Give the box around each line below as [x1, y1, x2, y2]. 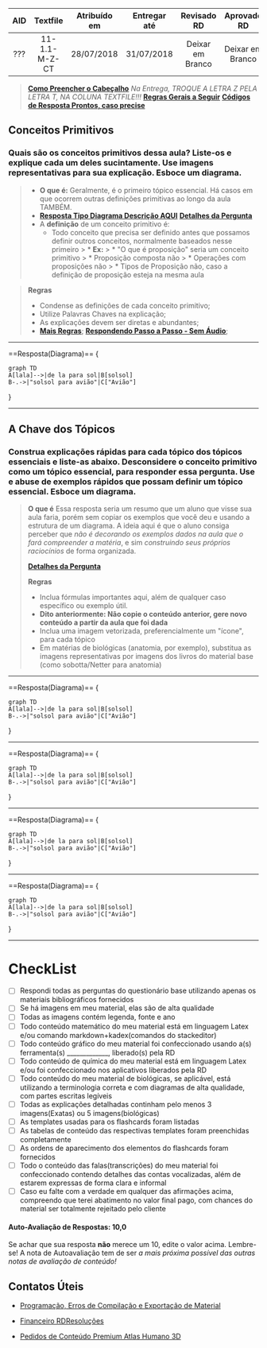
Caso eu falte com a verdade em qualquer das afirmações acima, [19, 1187, 234, 1196]
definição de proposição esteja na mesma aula [51, 269, 205, 279]
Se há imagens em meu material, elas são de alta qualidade [19, 1003, 215, 1013]
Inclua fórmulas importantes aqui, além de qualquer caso [39, 592, 226, 602]
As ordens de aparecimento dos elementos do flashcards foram [19, 1143, 229, 1152]
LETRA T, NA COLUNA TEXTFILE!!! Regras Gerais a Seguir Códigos [27, 92, 251, 102]
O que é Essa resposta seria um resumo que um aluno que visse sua [27, 504, 253, 513]
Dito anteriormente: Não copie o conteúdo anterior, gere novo [39, 610, 248, 619]
